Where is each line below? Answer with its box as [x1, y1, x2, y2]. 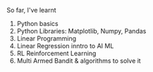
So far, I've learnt [6, 6, 57, 14]
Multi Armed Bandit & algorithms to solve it [16, 57, 142, 65]
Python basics [16, 20, 59, 27]
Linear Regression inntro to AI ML [16, 42, 114, 50]
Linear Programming [16, 34, 77, 43]
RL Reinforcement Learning [16, 49, 97, 57]
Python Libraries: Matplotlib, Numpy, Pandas [16, 27, 147, 35]
